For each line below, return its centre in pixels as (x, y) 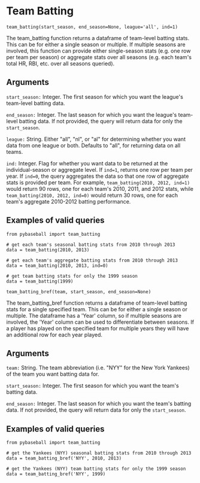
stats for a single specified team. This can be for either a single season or (97, 309)
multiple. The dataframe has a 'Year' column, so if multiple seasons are (94, 315)
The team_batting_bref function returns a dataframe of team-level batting (97, 303)
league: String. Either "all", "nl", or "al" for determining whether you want (96, 139)
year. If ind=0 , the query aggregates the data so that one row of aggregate (98, 176)
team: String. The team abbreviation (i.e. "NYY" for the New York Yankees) (98, 368)
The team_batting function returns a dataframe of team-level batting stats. (98, 38)
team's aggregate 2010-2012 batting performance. (69, 201)
